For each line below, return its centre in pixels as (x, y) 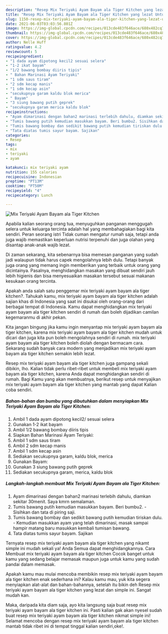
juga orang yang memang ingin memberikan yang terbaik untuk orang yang (83, 265)
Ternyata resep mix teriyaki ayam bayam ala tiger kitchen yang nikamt (77, 543)
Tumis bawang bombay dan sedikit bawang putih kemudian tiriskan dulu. (88, 517)
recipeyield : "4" (24, 191)
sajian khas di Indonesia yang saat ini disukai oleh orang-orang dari (75, 301)
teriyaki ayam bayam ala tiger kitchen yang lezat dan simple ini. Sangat (78, 590)
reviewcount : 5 (21, 51)
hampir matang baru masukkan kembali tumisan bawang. (72, 528)
